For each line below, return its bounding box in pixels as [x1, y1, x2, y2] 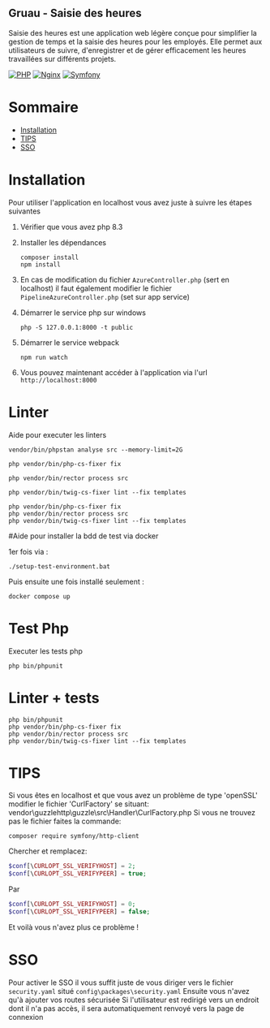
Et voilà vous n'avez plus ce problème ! [8, 922, 139, 932]
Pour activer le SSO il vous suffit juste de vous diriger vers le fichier [8, 978, 234, 987]
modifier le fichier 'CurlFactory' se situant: [8, 799, 150, 809]
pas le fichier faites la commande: [8, 816, 122, 827]
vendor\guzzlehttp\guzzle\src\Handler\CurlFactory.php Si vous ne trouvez [8, 808, 255, 818]
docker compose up [8, 592, 71, 600]
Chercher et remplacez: [8, 846, 88, 856]
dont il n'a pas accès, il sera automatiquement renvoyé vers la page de [8, 1003, 245, 1013]
